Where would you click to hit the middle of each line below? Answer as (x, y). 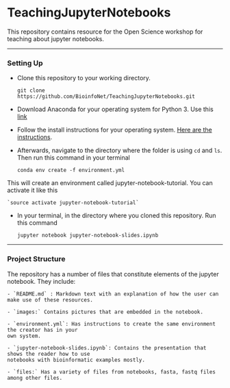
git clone (31, 90)
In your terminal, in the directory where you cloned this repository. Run (116, 216)
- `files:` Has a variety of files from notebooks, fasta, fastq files (111, 372)
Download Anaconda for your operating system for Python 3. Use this (115, 109)
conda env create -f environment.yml (71, 170)
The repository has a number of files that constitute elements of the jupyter (113, 274)
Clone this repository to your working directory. (84, 78)
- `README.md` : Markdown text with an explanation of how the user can (113, 294)
